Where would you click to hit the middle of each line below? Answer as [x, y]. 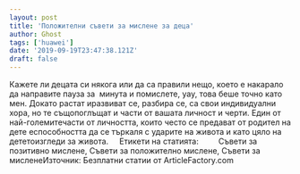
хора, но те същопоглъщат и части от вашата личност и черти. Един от [146, 113]
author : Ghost [36, 34]
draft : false [34, 59]
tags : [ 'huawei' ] [42, 42]
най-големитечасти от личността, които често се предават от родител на [150, 122]
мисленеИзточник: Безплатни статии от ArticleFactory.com [122, 160]
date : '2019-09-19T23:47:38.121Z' [74, 51]
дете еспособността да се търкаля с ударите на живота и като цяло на [146, 132]
